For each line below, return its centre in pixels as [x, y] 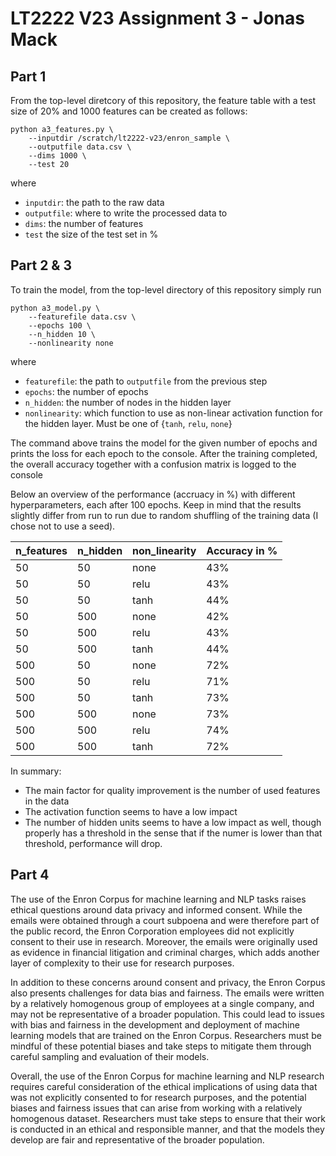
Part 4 [30, 875]
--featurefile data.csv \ [82, 317]
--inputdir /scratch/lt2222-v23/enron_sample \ [129, 138]
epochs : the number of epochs [86, 391]
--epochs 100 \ [60, 325]
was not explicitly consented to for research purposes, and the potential [158, 1097]
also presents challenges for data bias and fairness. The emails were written [167, 993]
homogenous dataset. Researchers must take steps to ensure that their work [168, 1118]
